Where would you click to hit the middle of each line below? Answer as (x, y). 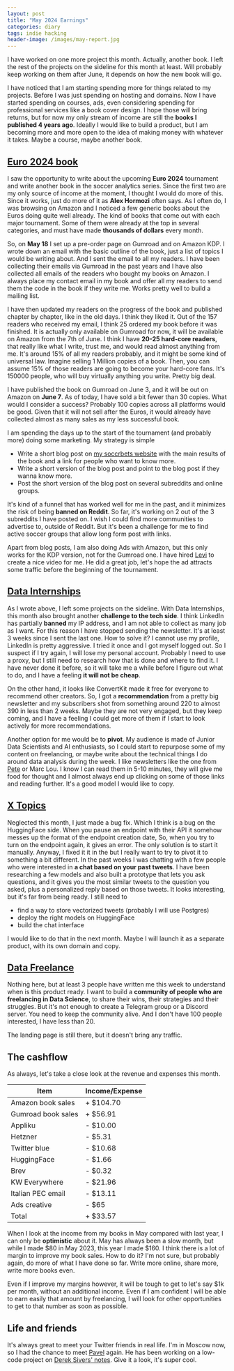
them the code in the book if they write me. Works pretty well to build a (109, 288)
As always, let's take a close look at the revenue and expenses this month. (114, 1074)
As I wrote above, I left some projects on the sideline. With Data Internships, (116, 608)
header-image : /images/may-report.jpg (63, 40)
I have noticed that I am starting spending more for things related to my (109, 88)
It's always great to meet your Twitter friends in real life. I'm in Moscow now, (117, 1345)
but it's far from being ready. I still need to (67, 897)
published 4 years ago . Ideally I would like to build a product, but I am (108, 125)
